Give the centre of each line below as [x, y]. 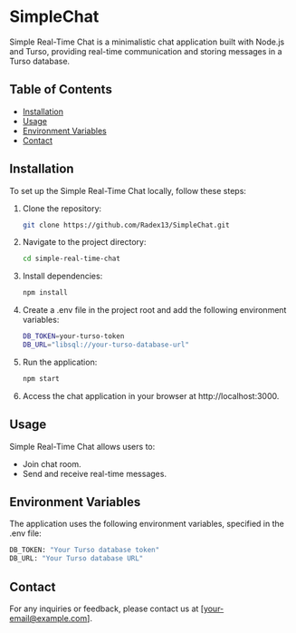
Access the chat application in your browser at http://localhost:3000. [151, 395]
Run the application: [60, 362]
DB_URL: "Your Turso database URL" [76, 559]
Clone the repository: [62, 208]
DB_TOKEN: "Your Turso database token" [85, 550]
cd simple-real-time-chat [71, 259]
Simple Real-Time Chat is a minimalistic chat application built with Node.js [147, 42]
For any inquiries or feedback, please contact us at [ [107, 609]
